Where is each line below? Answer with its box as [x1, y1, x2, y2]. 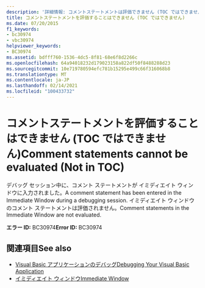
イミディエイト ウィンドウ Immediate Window [15, 275, 129, 282]
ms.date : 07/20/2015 [6, 20, 59, 26]
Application [15, 267, 45, 275]
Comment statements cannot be [21, 147, 188, 161]
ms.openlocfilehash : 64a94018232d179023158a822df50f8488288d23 [6, 60, 171, 66]
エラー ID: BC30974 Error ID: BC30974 [6, 223, 103, 231]
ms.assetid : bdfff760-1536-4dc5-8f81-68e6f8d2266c [6, 54, 138, 60]
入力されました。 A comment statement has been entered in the [22, 189, 182, 196]
